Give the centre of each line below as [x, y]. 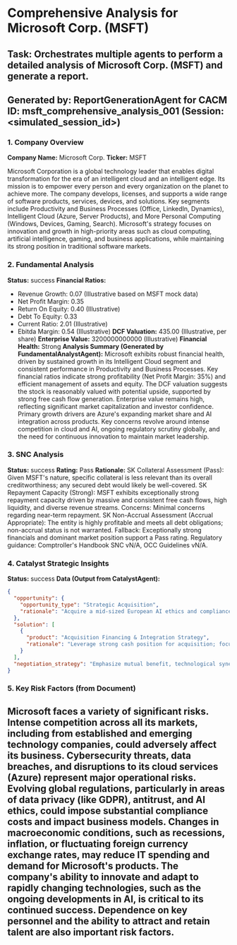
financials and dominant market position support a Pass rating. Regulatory [115, 537]
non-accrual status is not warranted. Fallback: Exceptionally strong [104, 530]
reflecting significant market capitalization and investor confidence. [115, 406]
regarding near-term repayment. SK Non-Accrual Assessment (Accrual [110, 515]
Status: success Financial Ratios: [57, 280]
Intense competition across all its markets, [103, 722]
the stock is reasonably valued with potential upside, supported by [114, 391]
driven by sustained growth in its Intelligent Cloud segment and [109, 361]
